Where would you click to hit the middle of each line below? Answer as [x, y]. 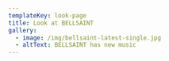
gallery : [23, 30]
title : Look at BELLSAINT [51, 23]
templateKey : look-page [48, 15]
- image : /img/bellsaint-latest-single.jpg [88, 38]
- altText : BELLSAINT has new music [76, 45]
